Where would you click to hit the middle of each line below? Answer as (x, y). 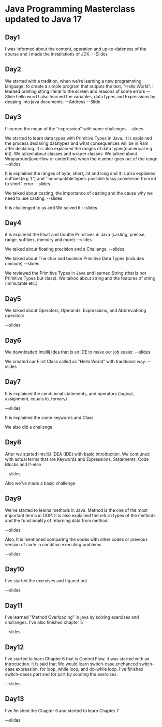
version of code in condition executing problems (53, 544)
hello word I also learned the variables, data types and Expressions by (86, 96)
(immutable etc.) (21, 283)
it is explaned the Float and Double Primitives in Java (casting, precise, (75, 235)
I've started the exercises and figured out (46, 581)
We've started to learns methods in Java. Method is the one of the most (76, 510)
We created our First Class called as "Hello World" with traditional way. (76, 362)
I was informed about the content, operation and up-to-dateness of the (76, 49)
